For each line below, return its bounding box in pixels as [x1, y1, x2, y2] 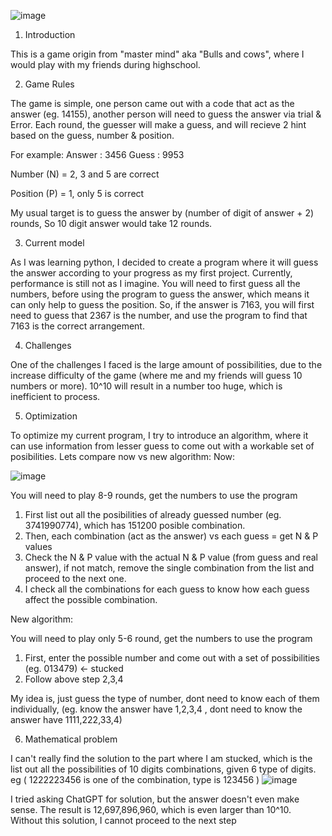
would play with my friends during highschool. [10, 59, 201, 70]
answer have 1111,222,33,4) [10, 714, 123, 725]
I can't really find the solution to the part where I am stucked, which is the [10, 753, 313, 764]
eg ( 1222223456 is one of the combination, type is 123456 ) [10, 774, 260, 785]
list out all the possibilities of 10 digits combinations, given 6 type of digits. [10, 763, 317, 775]
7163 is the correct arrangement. [10, 320, 145, 332]
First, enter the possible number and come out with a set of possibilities [24, 652, 320, 664]
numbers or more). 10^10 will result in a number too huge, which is [10, 380, 283, 392]
